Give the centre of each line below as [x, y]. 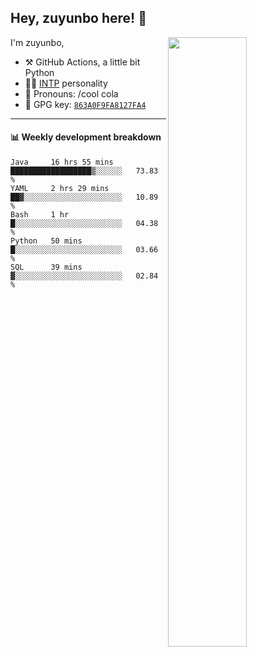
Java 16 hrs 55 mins [62, 162]
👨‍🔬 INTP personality [66, 83]
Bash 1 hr [40, 215]
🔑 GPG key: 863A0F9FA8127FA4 [85, 104]
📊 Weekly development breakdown [86, 137]
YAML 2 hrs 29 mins [60, 189]
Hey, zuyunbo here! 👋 [78, 18]
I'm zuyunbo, [37, 42]
